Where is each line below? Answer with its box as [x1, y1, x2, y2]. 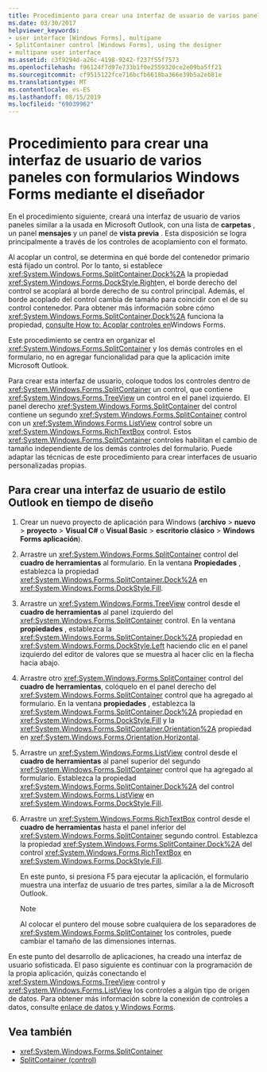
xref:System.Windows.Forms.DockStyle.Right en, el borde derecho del [8, 278, 238, 287]
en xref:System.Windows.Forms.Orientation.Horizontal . [19, 732, 200, 742]
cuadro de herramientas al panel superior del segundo [19, 756, 201, 766]
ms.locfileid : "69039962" [8, 100, 94, 108]
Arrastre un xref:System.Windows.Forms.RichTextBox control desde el [19, 814, 250, 823]
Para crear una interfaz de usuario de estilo [8, 484, 226, 497]
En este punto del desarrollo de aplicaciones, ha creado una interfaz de [8, 951, 242, 961]
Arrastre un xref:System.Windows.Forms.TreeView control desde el [19, 598, 241, 608]
